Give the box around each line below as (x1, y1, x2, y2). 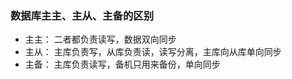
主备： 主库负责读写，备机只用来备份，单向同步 (24, 58, 221, 71)
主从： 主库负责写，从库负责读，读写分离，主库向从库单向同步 (24, 46, 282, 58)
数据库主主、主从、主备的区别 (10, 8, 155, 22)
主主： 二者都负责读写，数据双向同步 (24, 33, 177, 46)
